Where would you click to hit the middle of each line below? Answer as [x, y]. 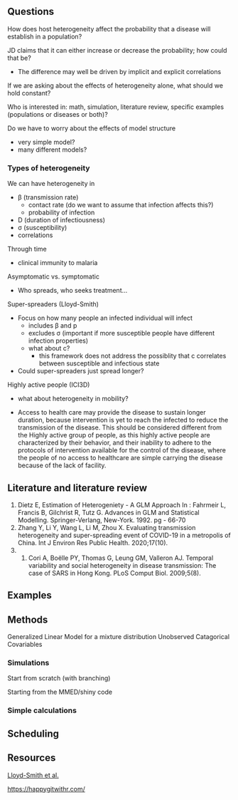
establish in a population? [45, 36]
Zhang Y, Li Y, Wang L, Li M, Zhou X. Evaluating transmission [107, 527]
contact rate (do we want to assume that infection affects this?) [121, 205]
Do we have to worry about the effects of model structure [92, 128]
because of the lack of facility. [62, 465]
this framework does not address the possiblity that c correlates [132, 356]
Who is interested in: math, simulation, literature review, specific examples [116, 107]
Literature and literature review [77, 488]
